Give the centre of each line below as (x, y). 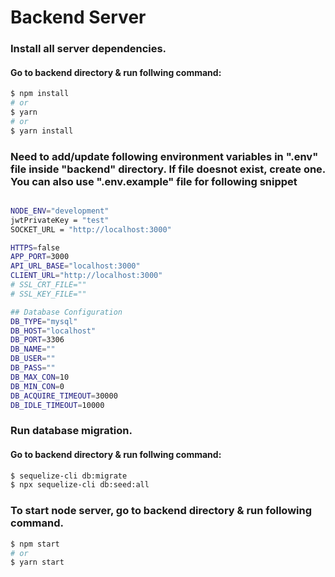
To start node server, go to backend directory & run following (161, 511)
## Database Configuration (66, 312)
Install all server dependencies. (88, 49)
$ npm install (40, 94)
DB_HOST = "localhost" (53, 331)
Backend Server (78, 17)
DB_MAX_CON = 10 (40, 377)
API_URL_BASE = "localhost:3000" (75, 266)
